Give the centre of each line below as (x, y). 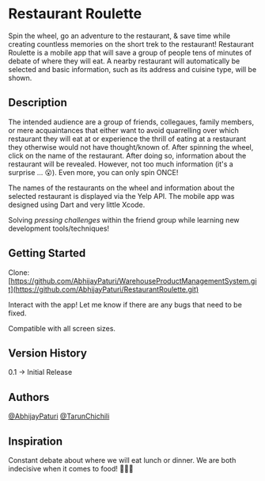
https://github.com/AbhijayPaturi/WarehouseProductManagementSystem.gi (134, 281)
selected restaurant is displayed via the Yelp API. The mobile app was (121, 196)
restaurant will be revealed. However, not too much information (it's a (121, 164)
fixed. (17, 313)
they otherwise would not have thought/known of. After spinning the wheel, (131, 147)
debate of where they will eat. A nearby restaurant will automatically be (124, 61)
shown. (20, 78)
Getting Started (47, 253)
